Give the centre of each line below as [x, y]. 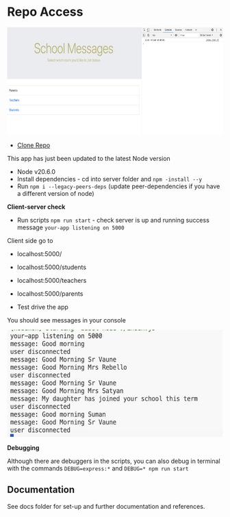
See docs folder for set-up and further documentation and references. [106, 506]
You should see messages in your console [67, 320]
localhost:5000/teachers [52, 280]
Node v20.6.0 [36, 171]
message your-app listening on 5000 [71, 227]
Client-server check [36, 207]
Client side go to [30, 240]
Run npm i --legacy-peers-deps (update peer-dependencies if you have [118, 186]
